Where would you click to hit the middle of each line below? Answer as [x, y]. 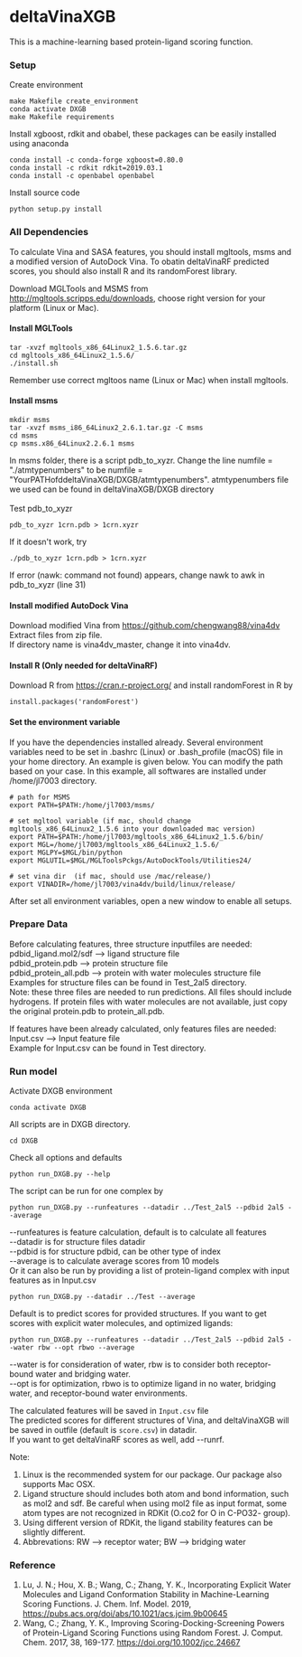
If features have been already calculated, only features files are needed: [143, 1029]
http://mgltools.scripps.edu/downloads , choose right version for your [137, 298]
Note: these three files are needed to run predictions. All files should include [151, 992]
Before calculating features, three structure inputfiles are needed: [131, 944]
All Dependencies [49, 232]
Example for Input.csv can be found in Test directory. [108, 1048]
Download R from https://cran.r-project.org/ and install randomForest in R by [151, 685]
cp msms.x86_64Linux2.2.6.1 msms [72, 443]
